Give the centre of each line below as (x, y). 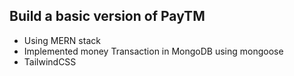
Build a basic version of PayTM (107, 16)
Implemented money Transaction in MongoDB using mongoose (153, 51)
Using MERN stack (62, 40)
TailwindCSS (50, 61)
